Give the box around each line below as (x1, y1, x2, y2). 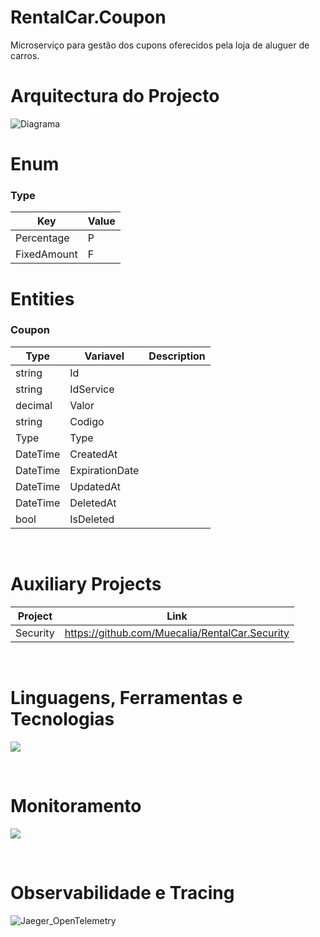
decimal (15, 398, 53, 412)
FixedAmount (15, 247, 78, 261)
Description (148, 349, 206, 363)
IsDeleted (69, 512, 115, 526)
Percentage (15, 231, 70, 245)
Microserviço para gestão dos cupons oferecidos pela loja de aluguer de (10, 39, 310, 51)
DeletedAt (69, 496, 117, 510)
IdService (69, 382, 115, 396)
